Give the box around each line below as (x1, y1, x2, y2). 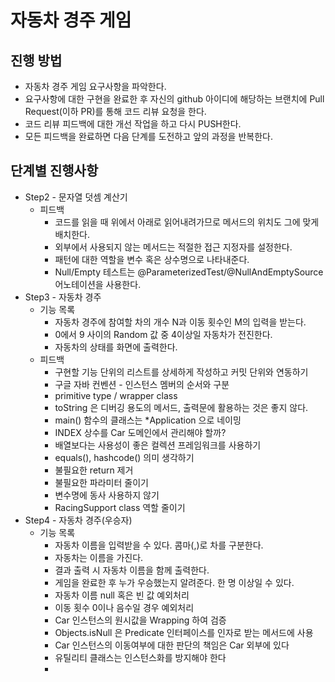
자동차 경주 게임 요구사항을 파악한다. (24, 81, 167, 92)
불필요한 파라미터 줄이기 (54, 476, 149, 488)
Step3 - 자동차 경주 (24, 291, 102, 303)
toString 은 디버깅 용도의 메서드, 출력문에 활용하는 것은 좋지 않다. (54, 401, 309, 413)
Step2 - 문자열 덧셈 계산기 (24, 191, 128, 203)
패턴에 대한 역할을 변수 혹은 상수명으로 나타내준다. (54, 253, 250, 265)
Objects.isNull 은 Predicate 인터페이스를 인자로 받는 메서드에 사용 (54, 626, 314, 638)
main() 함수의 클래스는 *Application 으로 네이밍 (54, 414, 242, 426)
